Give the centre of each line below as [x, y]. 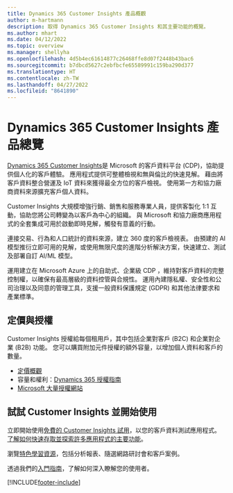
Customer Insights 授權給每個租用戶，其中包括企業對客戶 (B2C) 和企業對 [111, 338]
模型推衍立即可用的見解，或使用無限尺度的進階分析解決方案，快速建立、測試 [116, 247]
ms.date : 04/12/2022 [37, 40]
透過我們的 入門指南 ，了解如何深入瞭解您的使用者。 [80, 468]
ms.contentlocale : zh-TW [43, 78]
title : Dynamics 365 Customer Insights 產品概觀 [77, 14]
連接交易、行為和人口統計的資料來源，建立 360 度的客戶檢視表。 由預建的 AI [116, 239]
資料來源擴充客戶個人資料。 [52, 192]
